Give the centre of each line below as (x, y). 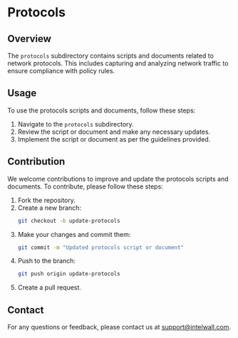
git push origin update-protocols (69, 274)
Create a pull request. (50, 287)
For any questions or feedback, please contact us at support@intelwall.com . (119, 327)
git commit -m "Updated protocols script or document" (101, 247)
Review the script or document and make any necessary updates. (114, 132)
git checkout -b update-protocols (69, 221)
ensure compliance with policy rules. (61, 71)
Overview (30, 39)
